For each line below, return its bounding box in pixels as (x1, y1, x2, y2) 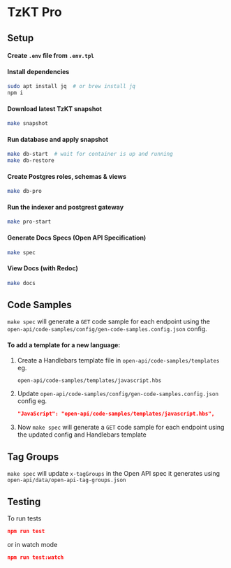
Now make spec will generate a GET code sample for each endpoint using (17, 423, 225, 432)
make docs (7, 279, 36, 286)
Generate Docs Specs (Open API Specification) (7, 233, 147, 242)
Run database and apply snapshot (7, 135, 109, 143)
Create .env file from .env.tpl (7, 52, 94, 60)
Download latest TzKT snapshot (7, 104, 103, 112)
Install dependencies (7, 67, 70, 75)
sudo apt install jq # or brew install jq (7, 83, 136, 90)
